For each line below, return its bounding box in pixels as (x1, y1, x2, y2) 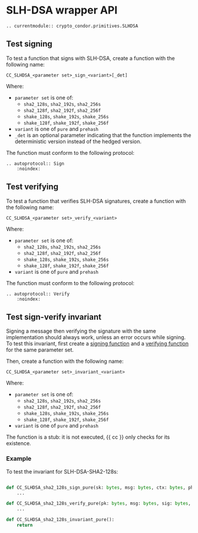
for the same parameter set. (6, 346, 74, 353)
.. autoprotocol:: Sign (6, 160, 65, 167)
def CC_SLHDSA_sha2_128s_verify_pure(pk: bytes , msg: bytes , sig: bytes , (6, 501, 192, 506)
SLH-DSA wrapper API (6, 4, 118, 17)
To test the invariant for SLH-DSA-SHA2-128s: (6, 468, 118, 475)
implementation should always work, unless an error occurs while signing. (6, 334, 186, 341)
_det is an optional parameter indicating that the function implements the (14, 131, 192, 138)
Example (6, 455, 32, 463)
